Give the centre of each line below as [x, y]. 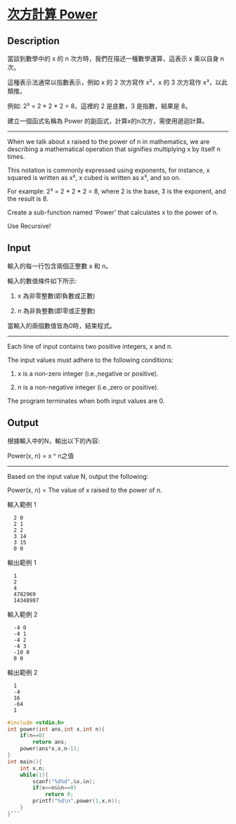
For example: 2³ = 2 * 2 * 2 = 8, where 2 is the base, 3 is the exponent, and [117, 191]
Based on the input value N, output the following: [78, 476]
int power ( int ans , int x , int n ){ [56, 729]
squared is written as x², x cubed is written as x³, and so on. [94, 178]
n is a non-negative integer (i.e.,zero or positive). [88, 387]
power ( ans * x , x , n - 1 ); [50, 749]
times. [16, 156]
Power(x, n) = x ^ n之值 [41, 456]
